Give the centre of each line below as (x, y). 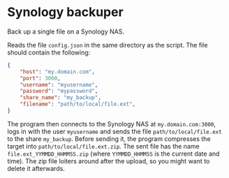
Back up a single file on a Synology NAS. (66, 31)
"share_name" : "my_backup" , (60, 98)
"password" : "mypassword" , (59, 91)
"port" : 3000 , (40, 78)
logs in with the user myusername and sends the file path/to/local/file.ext (114, 131)
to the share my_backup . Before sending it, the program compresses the (109, 139)
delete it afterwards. (36, 168)
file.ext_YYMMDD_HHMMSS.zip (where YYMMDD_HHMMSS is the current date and (113, 154)
